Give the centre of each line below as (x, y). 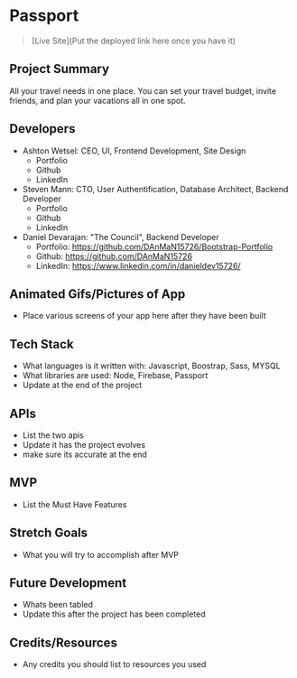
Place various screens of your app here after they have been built (144, 316)
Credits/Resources (63, 642)
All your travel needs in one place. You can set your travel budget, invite (143, 90)
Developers (42, 129)
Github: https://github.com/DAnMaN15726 (114, 256)
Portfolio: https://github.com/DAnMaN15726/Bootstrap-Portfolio (154, 246)
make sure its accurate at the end (84, 454)
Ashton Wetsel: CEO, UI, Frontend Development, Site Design (134, 151)
